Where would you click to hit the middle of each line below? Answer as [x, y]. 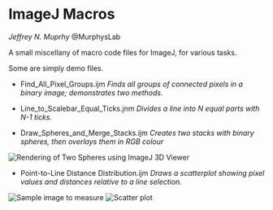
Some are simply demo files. [56, 68]
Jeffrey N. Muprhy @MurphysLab [65, 37]
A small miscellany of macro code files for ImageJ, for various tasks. [123, 52]
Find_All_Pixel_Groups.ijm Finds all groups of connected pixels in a [132, 84]
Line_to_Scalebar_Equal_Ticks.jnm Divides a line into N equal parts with [140, 108]
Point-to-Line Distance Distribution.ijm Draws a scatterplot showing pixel [142, 173]
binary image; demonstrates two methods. [91, 92]
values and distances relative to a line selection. [101, 182]
